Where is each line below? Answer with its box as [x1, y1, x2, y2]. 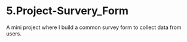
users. [6, 30, 22, 37]
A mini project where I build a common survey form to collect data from [6, 24, 182, 31]
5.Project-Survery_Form [6, 4, 129, 18]
